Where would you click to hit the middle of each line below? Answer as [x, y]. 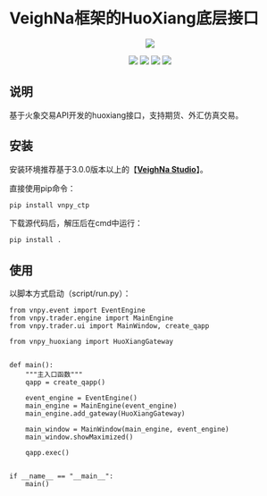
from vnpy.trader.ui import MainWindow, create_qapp [109, 326]
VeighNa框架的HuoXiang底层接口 [134, 18]
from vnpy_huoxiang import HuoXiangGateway [92, 342]
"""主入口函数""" [54, 375]
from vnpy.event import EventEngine [77, 311]
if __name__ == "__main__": [62, 476]
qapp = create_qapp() [65, 383]
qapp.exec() [47, 453]
